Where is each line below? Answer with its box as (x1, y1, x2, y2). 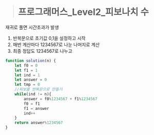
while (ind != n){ (14, 92, 52, 97)
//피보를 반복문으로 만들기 (14, 87, 63, 92)
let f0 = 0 (14, 63, 38, 68)
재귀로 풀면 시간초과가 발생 (5, 24, 59, 30)
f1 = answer (24, 106, 50, 111)
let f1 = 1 (14, 68, 38, 73)
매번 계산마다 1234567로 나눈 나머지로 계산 (12, 41, 100, 48)
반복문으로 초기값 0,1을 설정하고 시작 (12, 35, 86, 41)
